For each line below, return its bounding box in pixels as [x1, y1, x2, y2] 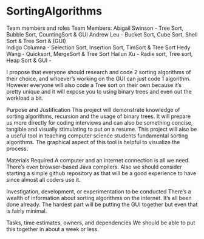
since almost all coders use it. [6, 176, 81, 183]
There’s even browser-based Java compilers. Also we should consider [6, 163, 182, 170]
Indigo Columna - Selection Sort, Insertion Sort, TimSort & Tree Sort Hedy [6, 44, 191, 51]
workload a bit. [6, 94, 44, 102]
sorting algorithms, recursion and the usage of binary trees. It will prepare [6, 113, 191, 120]
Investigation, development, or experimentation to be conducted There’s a [6, 187, 191, 195]
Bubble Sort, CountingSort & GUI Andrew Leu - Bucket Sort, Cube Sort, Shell [6, 30, 198, 38]
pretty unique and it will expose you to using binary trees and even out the [6, 88, 192, 95]
